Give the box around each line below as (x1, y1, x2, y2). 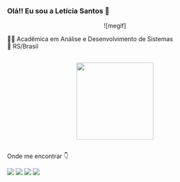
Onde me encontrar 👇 (7, 152, 69, 160)
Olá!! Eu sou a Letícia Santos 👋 (7, 6, 110, 16)
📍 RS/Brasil (7, 42, 39, 51)
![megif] (103, 22, 127, 30)
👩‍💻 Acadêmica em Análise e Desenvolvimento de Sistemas (7, 35, 173, 43)
